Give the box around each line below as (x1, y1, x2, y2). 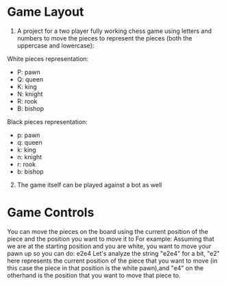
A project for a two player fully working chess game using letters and (16, 27, 212, 35)
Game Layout (7, 4, 84, 20)
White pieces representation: (7, 54, 89, 62)
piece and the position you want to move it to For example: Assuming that (7, 235, 214, 243)
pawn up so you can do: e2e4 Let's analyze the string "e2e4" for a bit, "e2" (7, 249, 221, 257)
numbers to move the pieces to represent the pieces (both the (16, 34, 192, 42)
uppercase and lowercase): (16, 41, 95, 49)
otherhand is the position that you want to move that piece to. (7, 271, 181, 279)
